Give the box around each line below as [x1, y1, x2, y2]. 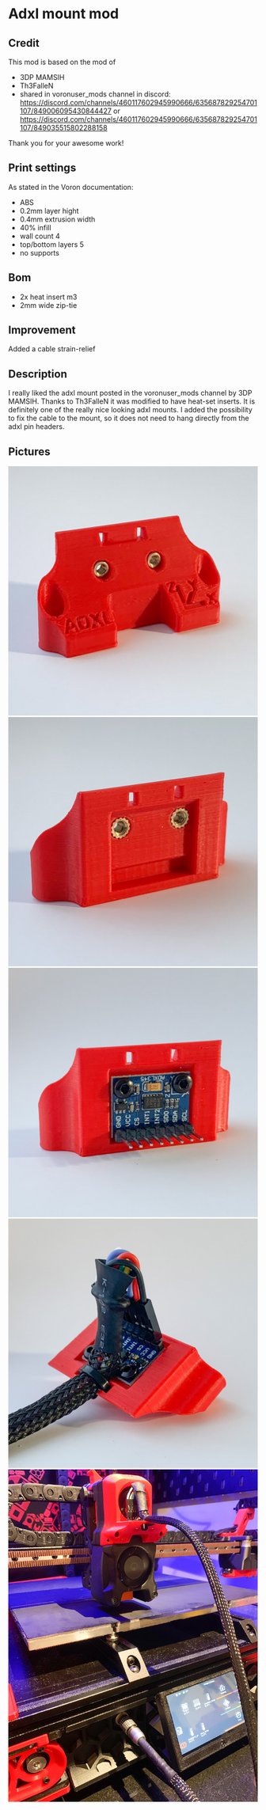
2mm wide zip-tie [19, 300, 78, 309]
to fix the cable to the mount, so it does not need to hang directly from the [8, 413, 249, 423]
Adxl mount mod [8, 5, 120, 23]
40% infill [19, 222, 51, 232]
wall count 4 [19, 231, 61, 241]
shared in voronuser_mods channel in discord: [19, 89, 172, 99]
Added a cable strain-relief [8, 344, 96, 354]
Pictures [8, 445, 51, 458]
